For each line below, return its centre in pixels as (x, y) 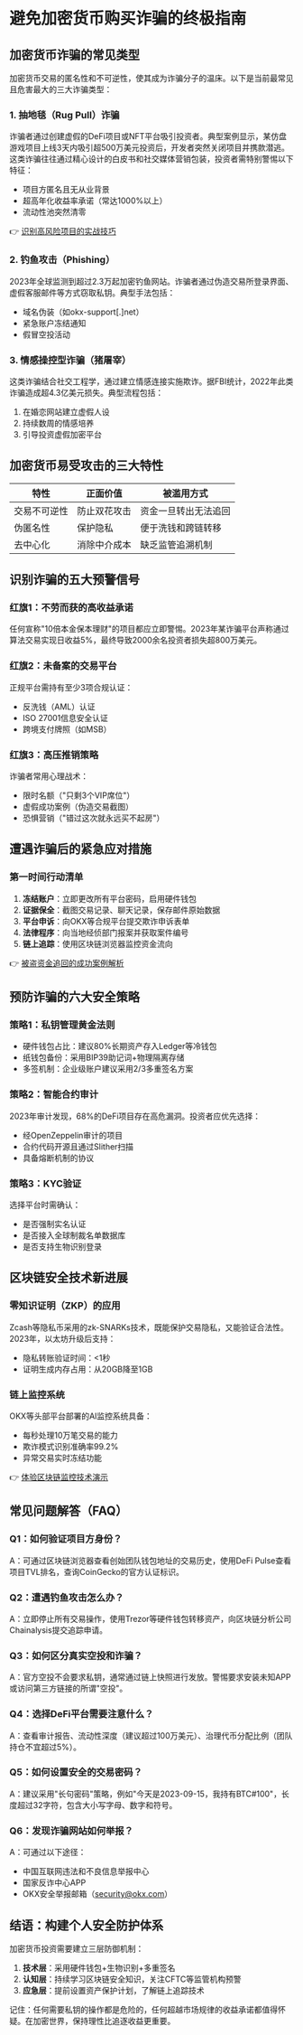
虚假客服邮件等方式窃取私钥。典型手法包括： (92, 292)
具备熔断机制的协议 (58, 1158)
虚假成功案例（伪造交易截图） (78, 806)
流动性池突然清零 (54, 212)
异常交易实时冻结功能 (62, 1458)
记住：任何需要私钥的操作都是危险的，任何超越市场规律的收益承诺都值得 (143, 2009)
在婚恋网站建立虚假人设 (66, 411)
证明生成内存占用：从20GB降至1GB (87, 1369)
